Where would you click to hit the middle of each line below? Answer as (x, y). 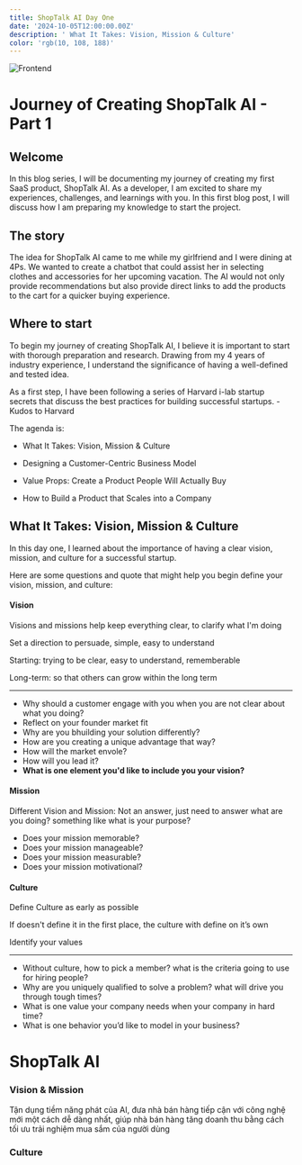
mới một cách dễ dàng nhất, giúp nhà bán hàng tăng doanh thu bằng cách (147, 1119)
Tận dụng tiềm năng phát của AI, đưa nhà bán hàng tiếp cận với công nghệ (147, 1109)
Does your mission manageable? (83, 848)
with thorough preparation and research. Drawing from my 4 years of (137, 355)
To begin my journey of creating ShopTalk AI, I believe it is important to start (150, 345)
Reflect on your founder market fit (85, 722)
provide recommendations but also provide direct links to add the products (147, 286)
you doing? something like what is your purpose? (100, 821)
